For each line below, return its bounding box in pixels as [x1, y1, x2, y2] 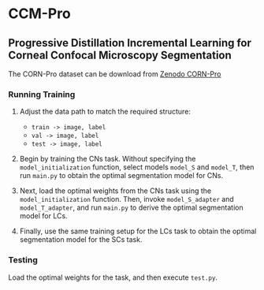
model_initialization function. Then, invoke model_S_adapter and [19, 195, 234, 204]
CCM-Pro [8, 5, 71, 23]
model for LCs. [19, 211, 69, 221]
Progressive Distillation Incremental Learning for [8, 36, 252, 50]
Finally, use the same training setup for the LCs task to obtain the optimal [19, 226, 257, 236]
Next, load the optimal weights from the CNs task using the [19, 186, 211, 195]
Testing [8, 255, 38, 266]
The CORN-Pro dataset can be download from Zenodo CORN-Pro [8, 69, 221, 79]
